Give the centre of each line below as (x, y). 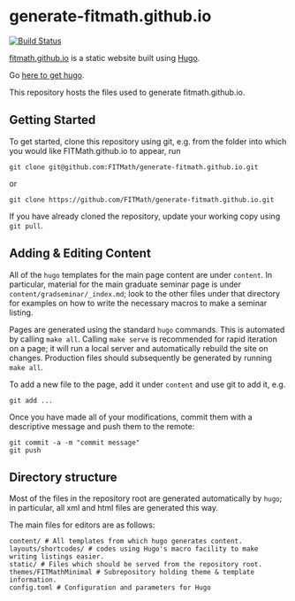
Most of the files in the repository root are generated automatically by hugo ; (146, 498)
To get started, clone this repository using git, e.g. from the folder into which (148, 141)
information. (33, 580)
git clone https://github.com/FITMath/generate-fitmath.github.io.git (142, 200)
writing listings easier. (57, 557)
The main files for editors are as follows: (82, 525)
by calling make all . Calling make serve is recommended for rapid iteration (144, 339)
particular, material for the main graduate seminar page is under (125, 284)
